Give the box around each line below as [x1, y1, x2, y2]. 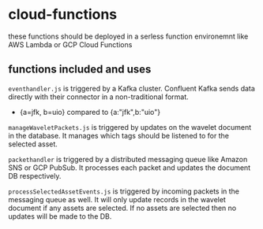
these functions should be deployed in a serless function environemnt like [8, 31, 249, 41]
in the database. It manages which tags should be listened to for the [8, 131, 229, 140]
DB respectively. [8, 171, 62, 180]
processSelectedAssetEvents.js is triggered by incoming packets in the [8, 187, 239, 196]
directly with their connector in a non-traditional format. [8, 92, 190, 102]
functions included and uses [8, 63, 152, 76]
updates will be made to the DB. [8, 211, 112, 221]
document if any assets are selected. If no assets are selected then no [8, 203, 237, 212]
